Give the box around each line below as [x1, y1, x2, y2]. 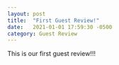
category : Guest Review [7, 30, 78, 37]
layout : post [7, 10, 46, 18]
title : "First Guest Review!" [7, 17, 100, 24]
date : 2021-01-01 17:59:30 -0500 [7, 23, 113, 30]
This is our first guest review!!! [7, 49, 96, 58]
